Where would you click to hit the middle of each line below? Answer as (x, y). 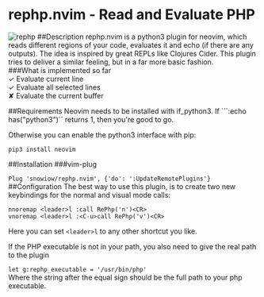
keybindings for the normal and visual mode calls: (89, 195)
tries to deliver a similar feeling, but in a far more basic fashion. (111, 62)
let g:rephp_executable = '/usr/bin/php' (78, 269)
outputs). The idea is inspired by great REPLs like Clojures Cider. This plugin (132, 53)
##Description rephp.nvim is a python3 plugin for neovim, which (142, 37)
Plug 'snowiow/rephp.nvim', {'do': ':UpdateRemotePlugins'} (110, 179)
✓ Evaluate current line (46, 79)
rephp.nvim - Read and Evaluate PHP (132, 15)
